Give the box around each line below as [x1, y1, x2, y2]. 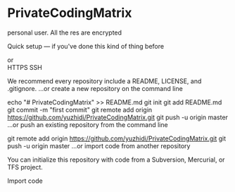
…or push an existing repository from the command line [7, 120, 168, 128]
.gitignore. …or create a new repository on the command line [7, 84, 183, 92]
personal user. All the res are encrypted [7, 28, 122, 37]
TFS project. [7, 162, 44, 171]
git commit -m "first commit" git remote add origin [7, 105, 153, 114]
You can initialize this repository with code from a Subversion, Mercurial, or [7, 155, 225, 164]
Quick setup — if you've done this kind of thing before [7, 42, 164, 50]
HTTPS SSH [7, 63, 42, 71]
